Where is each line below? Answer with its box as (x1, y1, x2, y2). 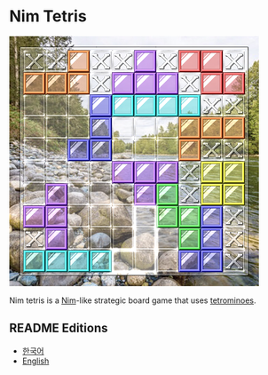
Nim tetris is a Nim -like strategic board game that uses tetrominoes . (9, 295, 256, 306)
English (21, 355, 50, 366)
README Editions (9, 321, 108, 336)
